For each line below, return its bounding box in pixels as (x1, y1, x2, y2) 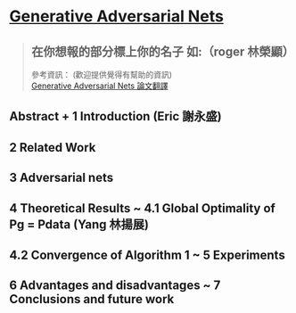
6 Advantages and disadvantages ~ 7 (9, 278, 221, 293)
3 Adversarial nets (9, 170, 114, 185)
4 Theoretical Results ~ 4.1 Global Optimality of (9, 201, 276, 216)
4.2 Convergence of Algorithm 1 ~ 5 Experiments (9, 247, 285, 262)
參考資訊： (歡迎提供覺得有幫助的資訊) (30, 70, 172, 79)
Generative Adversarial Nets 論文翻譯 (30, 80, 169, 91)
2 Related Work (9, 140, 96, 155)
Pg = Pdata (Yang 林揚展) (9, 217, 150, 232)
